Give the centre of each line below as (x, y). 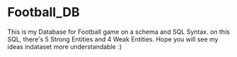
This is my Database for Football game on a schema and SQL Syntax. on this (118, 32)
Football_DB (44, 12)
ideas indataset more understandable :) (65, 46)
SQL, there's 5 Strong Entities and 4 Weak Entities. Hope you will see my (113, 39)
